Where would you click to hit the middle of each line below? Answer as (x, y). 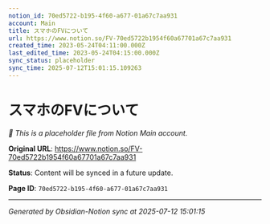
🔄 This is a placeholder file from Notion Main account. (98, 132)
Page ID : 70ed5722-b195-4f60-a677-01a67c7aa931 (88, 188)
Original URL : (31, 149)
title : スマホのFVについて (48, 31)
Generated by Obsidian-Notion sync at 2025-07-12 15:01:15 (107, 211)
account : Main (32, 23)
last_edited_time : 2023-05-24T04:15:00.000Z (84, 53)
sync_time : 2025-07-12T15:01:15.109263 (75, 68)
